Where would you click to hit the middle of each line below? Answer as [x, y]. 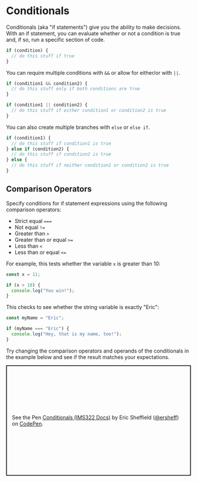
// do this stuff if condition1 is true [61, 143]
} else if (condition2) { [38, 149]
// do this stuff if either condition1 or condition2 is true [89, 111]
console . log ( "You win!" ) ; [43, 290]
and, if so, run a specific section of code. [56, 39]
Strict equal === [33, 221]
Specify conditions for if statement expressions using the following [87, 203]
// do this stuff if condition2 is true [61, 154]
